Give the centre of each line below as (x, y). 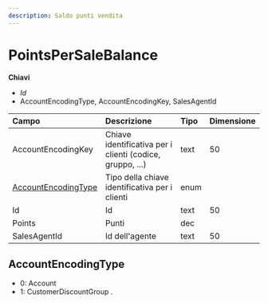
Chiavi (19, 77)
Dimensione (233, 120)
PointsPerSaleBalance (83, 55)
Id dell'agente (131, 236)
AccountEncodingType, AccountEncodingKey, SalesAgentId (118, 101)
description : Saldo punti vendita (66, 16)
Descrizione (128, 120)
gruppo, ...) (126, 164)
